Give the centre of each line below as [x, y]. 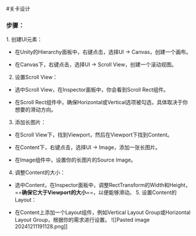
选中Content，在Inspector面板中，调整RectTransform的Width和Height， [102, 185]
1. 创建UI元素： [24, 40]
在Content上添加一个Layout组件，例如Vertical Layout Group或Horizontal [102, 212]
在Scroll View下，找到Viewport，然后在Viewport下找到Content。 [94, 135]
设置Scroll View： [36, 77]
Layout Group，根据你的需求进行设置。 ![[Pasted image [82, 220]
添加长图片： [30, 122]
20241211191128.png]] [41, 227]
